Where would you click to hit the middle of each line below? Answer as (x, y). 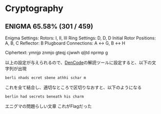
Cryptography (34, 8)
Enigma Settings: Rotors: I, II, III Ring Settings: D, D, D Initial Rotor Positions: (80, 38)
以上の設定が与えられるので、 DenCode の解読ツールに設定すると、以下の (79, 63)
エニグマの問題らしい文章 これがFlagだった (49, 106)
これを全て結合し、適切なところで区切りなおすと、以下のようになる (73, 87)
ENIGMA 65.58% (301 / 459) (49, 26)
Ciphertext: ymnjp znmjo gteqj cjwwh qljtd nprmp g (57, 52)
